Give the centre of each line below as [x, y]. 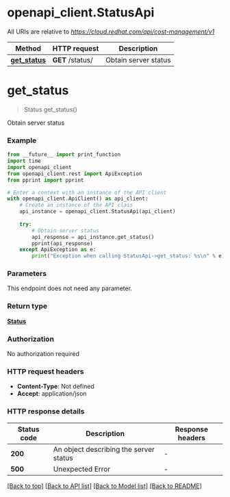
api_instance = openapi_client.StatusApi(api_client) [98, 212]
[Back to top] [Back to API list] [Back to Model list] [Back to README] [104, 486]
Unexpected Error [82, 469]
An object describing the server [104, 449]
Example [22, 140]
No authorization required [43, 354]
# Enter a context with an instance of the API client [87, 192]
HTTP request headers [46, 371]
